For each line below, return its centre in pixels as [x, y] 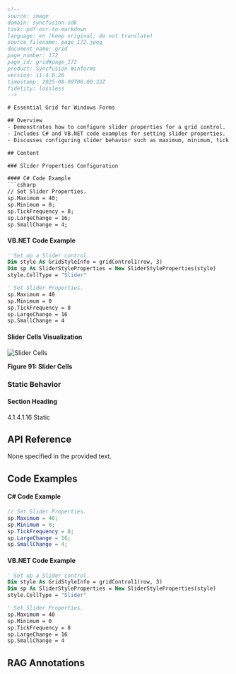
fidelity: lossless [36, 88]
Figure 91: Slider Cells [40, 366]
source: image [28, 16]
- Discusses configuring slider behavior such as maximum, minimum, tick [118, 140]
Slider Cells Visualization [45, 337]
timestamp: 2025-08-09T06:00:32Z [57, 82]
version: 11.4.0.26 [36, 75]
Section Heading [33, 402]
